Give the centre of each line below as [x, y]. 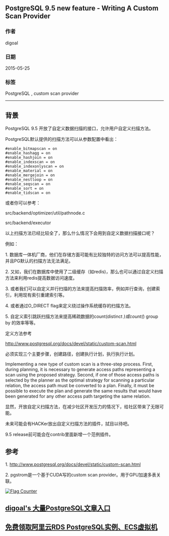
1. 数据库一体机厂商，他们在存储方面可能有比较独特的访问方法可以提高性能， [84, 255]
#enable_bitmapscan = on [31, 149]
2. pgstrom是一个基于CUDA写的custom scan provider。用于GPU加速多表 [81, 474]
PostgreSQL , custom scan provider [42, 93]
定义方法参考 [18, 334]
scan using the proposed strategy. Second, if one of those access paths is [82, 375]
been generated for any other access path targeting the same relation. [78, 396]
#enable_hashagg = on [28, 153]
